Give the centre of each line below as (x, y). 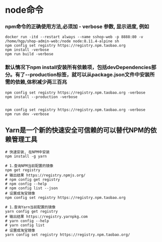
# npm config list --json (31, 188)
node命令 (24, 10)
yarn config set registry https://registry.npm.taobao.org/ (68, 235)
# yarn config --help (27, 221)
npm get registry (23, 170)
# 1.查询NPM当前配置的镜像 (29, 166)
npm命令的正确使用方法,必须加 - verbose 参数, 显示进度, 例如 (77, 26)
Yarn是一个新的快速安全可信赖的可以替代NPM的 (78, 130)
